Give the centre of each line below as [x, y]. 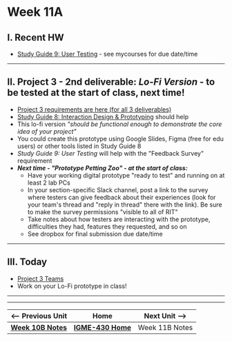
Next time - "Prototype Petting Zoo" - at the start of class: [102, 168]
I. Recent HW [36, 38]
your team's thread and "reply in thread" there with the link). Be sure [125, 205]
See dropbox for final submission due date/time [95, 234]
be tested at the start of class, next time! [96, 93]
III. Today [27, 262]
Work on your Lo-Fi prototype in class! [72, 286]
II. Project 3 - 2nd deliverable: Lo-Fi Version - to [111, 82]
